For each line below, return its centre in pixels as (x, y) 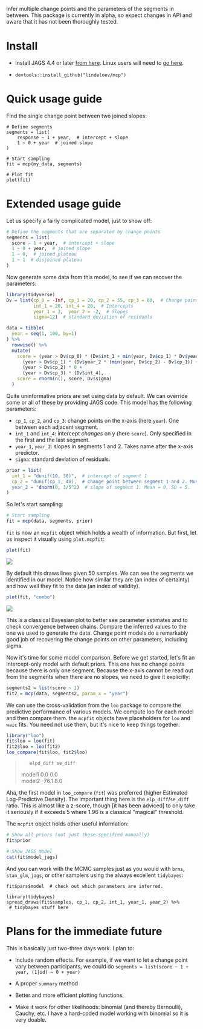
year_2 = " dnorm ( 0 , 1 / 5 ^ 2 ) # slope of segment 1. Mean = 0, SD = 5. (101, 487)
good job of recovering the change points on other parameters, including (97, 639)
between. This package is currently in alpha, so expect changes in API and (99, 15)
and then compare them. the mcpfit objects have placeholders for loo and (98, 718)
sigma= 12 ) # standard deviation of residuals (93, 317)
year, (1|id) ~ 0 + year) (47, 972)
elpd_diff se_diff (52, 763)
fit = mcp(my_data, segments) (44, 164)
